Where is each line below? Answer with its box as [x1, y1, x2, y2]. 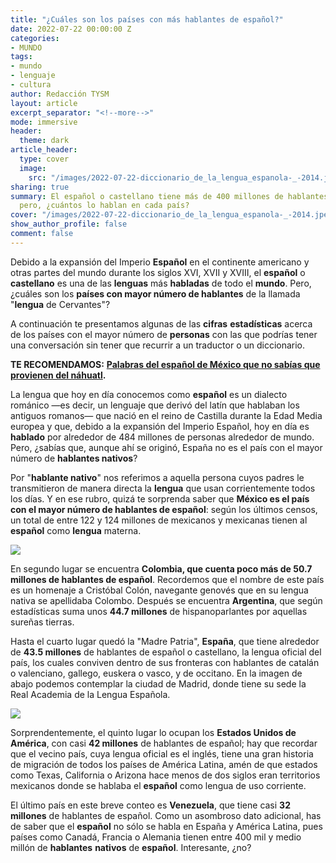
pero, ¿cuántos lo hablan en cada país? [19, 201, 190, 211]
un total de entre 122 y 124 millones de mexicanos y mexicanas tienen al [10, 514, 308, 526]
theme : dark [19, 136, 70, 146]
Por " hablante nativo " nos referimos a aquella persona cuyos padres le [10, 471, 305, 483]
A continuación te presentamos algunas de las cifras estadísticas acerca [10, 317, 313, 330]
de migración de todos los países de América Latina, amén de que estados [10, 758, 318, 770]
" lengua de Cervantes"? [10, 298, 111, 310]
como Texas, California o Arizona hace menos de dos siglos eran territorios [10, 769, 321, 781]
